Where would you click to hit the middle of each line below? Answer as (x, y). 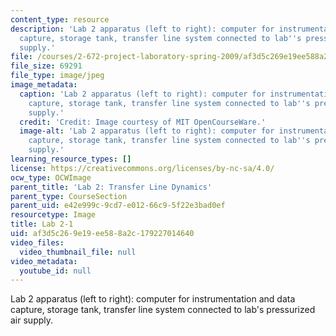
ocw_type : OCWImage (51, 177)
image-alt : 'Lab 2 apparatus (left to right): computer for (147, 131)
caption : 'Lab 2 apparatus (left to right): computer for (143, 94)
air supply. (32, 320)
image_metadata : (44, 85)
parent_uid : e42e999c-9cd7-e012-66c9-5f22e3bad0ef (118, 206)
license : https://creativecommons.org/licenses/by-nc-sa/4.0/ (142, 168)
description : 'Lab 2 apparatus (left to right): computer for (142, 29)
